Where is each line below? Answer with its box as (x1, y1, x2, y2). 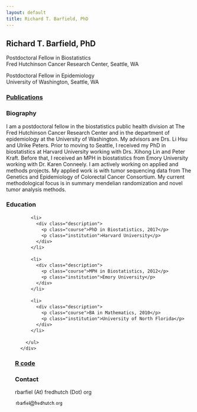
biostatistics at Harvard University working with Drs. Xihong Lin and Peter (6, 148, 185, 155)
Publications (6, 93, 43, 102)
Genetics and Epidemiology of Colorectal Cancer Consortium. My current (6, 173, 185, 180)
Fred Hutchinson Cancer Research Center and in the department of (6, 129, 170, 136)
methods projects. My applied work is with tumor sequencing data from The (6, 167, 191, 174)
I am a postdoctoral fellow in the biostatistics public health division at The (6, 122, 185, 130)
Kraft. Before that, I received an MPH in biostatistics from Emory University (6, 154, 188, 161)
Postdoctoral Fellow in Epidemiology (6, 72, 95, 80)
